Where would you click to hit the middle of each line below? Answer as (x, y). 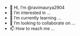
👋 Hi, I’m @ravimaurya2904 (37, 8)
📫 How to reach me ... (32, 28)
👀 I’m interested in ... (30, 13)
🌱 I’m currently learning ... (35, 18)
